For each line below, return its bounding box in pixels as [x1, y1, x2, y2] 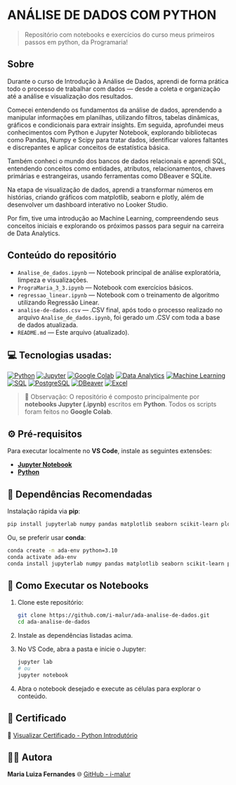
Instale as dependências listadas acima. [17, 631, 133, 640]
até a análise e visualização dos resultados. [7, 92, 133, 100]
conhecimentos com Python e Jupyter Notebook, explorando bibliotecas [7, 128, 218, 137]
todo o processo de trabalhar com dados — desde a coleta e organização [7, 85, 221, 93]
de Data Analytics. [7, 229, 60, 237]
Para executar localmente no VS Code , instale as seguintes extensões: [7, 447, 212, 455]
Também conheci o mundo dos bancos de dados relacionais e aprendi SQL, [7, 156, 227, 165]
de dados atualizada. [17, 321, 79, 329]
